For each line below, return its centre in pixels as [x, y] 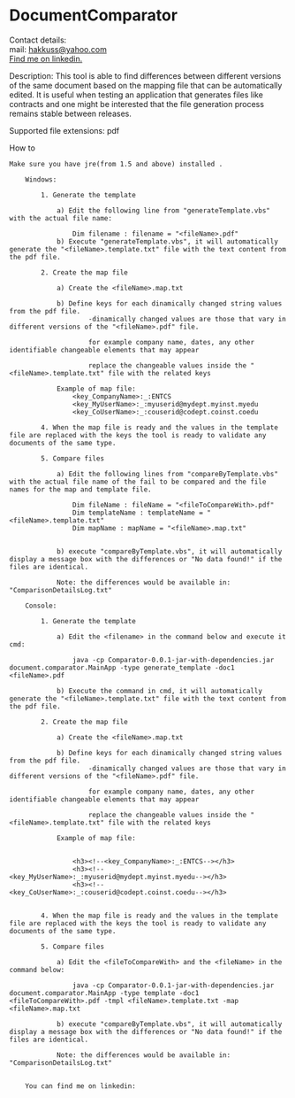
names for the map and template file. [80, 489]
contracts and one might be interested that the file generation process [137, 104]
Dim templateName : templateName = [137, 513]
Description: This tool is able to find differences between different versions [145, 75]
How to [22, 148]
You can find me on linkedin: [81, 1086]
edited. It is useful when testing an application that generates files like [136, 95]
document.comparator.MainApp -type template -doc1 [104, 993]
